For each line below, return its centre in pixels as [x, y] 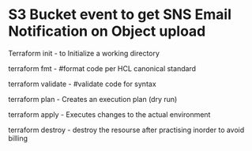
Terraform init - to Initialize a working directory [84, 53]
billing [18, 138]
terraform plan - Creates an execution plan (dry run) [93, 99]
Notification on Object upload [107, 31]
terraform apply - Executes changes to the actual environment [109, 114]
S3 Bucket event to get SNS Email [120, 15]
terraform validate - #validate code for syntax [82, 84]
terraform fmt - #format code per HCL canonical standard [102, 68]
